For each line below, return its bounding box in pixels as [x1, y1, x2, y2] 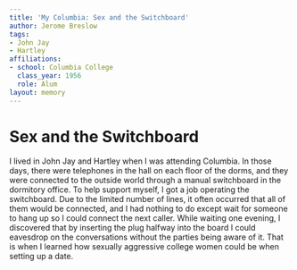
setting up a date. [9, 251, 74, 262]
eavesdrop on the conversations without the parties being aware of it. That [9, 232, 284, 242]
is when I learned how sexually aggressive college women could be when [9, 241, 279, 252]
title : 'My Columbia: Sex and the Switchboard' [9, 13, 190, 22]
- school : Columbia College [9, 63, 114, 72]
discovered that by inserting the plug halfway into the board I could [9, 223, 256, 233]
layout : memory [9, 88, 66, 97]
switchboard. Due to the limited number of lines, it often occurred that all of [9, 194, 286, 205]
